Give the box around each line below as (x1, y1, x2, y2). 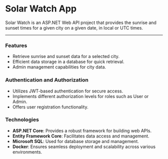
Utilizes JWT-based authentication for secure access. (12, 88, 123, 94)
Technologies (5, 116, 39, 123)
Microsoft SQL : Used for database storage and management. (12, 138, 139, 144)
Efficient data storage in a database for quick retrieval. (12, 58, 124, 65)
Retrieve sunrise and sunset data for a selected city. (12, 53, 120, 59)
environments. (12, 148, 42, 155)
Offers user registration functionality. (12, 103, 88, 110)
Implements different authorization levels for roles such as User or (12, 93, 149, 99)
